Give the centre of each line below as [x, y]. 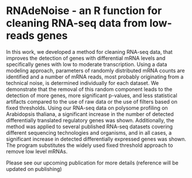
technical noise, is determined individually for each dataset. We [83, 83]
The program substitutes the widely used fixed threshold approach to [90, 145]
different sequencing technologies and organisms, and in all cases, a [89, 132]
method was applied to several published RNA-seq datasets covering [90, 126]
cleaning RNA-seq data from [77, 23]
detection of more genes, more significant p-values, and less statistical [92, 95]
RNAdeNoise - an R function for [84, 11]
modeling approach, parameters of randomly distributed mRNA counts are [96, 70]
